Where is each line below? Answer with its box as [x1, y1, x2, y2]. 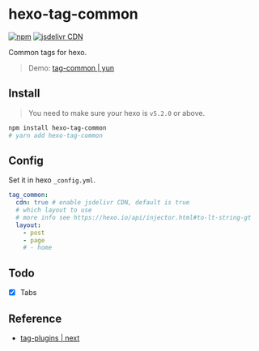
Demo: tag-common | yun [28, 62, 115, 73]
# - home [23, 244, 53, 252]
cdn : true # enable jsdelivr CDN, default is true [15, 199, 190, 207]
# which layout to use [15, 206, 92, 215]
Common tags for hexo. [8, 47, 87, 57]
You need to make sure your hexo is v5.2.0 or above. [28, 108, 205, 118]
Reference [8, 311, 62, 325]
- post [23, 229, 45, 237]
